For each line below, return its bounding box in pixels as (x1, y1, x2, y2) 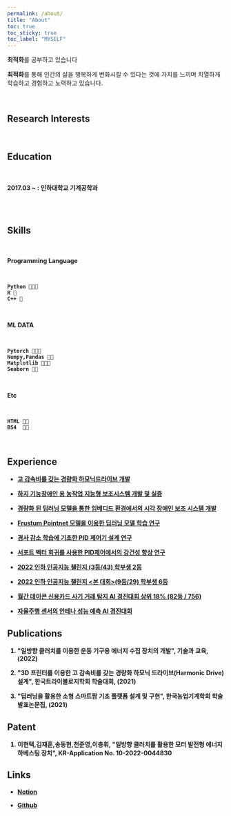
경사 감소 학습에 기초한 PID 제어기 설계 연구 (17, 534, 132, 542)
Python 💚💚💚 (7, 283, 39, 290)
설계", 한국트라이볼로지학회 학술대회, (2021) (17, 677, 137, 686)
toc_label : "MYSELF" (7, 36, 67, 43)
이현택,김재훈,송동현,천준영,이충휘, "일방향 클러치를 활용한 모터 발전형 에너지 (17, 740, 223, 748)
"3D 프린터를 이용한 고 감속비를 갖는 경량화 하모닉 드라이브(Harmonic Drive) (17, 669, 224, 677)
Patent (7, 721, 37, 732)
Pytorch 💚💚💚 (7, 347, 41, 354)
